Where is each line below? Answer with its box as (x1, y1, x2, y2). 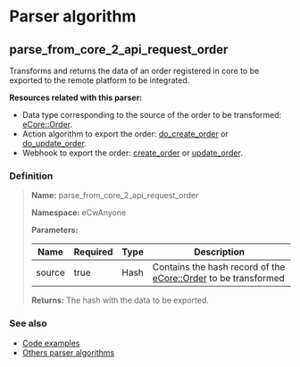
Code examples (21, 338, 80, 348)
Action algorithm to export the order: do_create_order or (21, 129, 229, 139)
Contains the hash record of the (152, 261, 286, 273)
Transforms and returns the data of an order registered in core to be (9, 65, 260, 76)
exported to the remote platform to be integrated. (9, 75, 190, 86)
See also (9, 317, 47, 329)
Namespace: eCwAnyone (30, 207, 127, 218)
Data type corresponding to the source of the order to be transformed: (21, 110, 282, 120)
